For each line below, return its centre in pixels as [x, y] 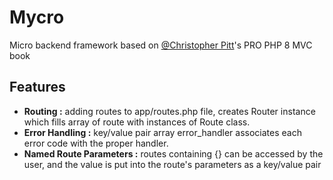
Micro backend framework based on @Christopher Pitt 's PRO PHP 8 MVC [161, 45]
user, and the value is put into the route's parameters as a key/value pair [172, 164]
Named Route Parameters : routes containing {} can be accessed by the [173, 153]
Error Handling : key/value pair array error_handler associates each [162, 132]
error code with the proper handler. [96, 143]
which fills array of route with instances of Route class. [137, 122]
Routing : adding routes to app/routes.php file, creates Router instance [169, 111]
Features [37, 87]
